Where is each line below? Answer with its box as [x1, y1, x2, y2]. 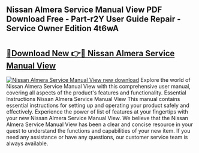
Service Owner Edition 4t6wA [6, 23, 119, 33]
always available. [6, 140, 49, 147]
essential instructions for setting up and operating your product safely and [6, 102, 190, 109]
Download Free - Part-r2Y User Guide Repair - [6, 14, 181, 25]
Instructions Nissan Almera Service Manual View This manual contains [6, 96, 180, 102]
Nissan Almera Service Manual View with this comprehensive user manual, [6, 83, 191, 90]
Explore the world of [140, 76, 191, 83]
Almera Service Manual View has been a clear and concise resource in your [6, 121, 193, 128]
